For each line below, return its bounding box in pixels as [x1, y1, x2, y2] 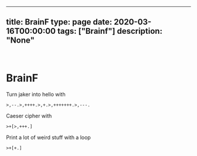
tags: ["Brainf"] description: [57, 26, 163, 36]
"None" [6, 36, 35, 46]
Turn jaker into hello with [6, 91, 66, 98]
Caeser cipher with [6, 112, 52, 119]
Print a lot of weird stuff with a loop [6, 134, 91, 141]
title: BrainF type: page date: [6, 17, 113, 27]
